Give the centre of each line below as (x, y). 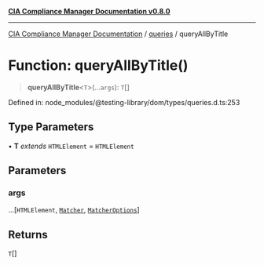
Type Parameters (51, 127)
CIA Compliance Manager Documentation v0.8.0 (89, 11)
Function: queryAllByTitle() (98, 65)
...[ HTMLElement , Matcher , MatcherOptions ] (74, 210)
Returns (28, 234)
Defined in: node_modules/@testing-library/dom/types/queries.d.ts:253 (124, 102)
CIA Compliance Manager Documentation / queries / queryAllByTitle (118, 34)
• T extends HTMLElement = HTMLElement (71, 146)
